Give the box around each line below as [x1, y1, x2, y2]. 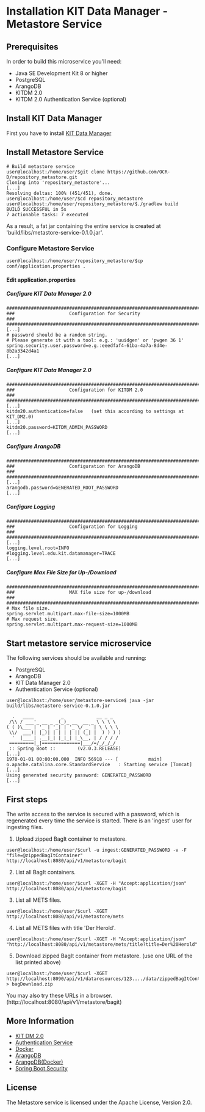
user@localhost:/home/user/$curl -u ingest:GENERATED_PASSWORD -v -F [6, 847, 187, 853]
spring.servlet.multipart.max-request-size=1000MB [6, 621, 138, 627]
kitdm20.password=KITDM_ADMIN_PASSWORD [6, 425, 108, 431]
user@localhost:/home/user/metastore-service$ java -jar [6, 698, 154, 704]
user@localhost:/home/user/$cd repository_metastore [6, 196, 143, 202]
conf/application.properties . [6, 263, 86, 269]
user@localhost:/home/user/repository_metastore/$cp [6, 258, 143, 264]
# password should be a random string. [6, 332, 108, 338]
